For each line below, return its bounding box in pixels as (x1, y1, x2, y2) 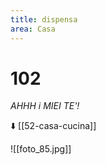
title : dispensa (10, 14, 78, 25)
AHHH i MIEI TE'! (10, 100, 80, 112)
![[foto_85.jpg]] (10, 143, 72, 155)
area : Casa (10, 24, 56, 34)
